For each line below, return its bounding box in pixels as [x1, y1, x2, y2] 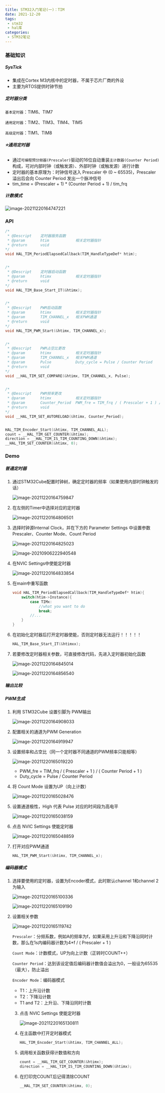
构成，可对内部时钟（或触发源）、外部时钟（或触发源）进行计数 [12, 163, 139, 169]
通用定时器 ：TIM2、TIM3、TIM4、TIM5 [5, 119, 82, 125]
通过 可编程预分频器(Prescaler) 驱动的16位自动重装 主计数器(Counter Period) [12, 157, 160, 163]
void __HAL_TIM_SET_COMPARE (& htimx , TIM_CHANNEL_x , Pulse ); [5, 373, 131, 379]
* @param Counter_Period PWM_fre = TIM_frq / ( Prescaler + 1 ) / [7, 400, 162, 406]
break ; [38, 608, 53, 614]
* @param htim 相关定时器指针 [7, 238, 102, 243]
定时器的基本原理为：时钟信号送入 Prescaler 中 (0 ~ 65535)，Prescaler [12, 169, 156, 175]
